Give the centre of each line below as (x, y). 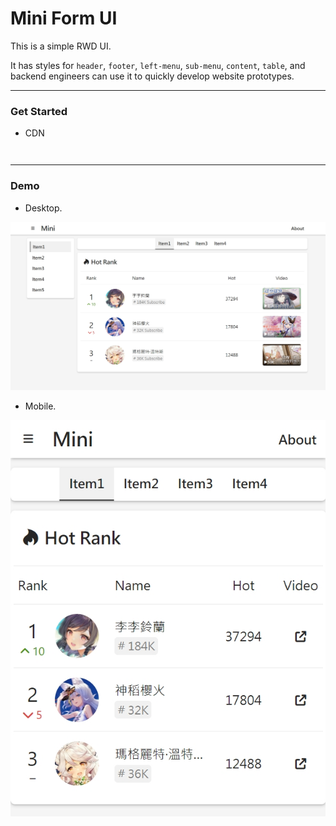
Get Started (39, 111)
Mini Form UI (64, 18)
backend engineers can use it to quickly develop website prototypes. (152, 76)
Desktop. (43, 208)
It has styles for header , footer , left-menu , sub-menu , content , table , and (158, 65)
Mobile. (40, 406)
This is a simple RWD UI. (61, 46)
